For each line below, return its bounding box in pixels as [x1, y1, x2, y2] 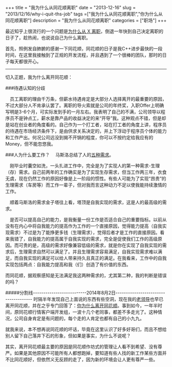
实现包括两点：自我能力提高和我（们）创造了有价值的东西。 [5, 261, 131, 267]
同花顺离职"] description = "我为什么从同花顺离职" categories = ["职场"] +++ [5, 17, 167, 23]
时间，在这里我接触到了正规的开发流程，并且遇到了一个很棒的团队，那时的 [5, 52, 162, 58]
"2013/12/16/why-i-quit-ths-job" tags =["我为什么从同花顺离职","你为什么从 [5, 11, 163, 17]
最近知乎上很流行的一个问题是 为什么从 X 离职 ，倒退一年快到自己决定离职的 [5, 28, 164, 34]
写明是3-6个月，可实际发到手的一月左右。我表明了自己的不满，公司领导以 [5, 109, 161, 114]
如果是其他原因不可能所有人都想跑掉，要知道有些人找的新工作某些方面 [14, 350, 162, 356]
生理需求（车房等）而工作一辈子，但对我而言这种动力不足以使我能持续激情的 [5, 182, 167, 188]
